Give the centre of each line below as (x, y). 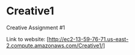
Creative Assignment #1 (36, 27)
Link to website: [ (28, 39)
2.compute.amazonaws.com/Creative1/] (56, 45)
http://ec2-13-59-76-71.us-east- (89, 39)
